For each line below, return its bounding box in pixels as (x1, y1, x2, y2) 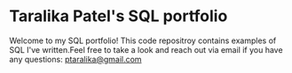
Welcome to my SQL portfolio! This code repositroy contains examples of (9, 35, 277, 46)
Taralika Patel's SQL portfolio (9, 6, 228, 26)
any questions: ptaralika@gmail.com (9, 54, 142, 64)
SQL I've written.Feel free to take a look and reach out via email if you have (9, 44, 283, 55)
